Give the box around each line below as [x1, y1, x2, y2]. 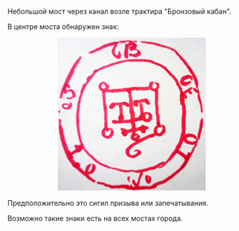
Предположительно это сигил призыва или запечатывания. [7, 198, 209, 207]
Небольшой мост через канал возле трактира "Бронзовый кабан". [7, 7, 232, 16]
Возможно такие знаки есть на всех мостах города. [7, 213, 183, 223]
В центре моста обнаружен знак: [7, 22, 119, 31]
